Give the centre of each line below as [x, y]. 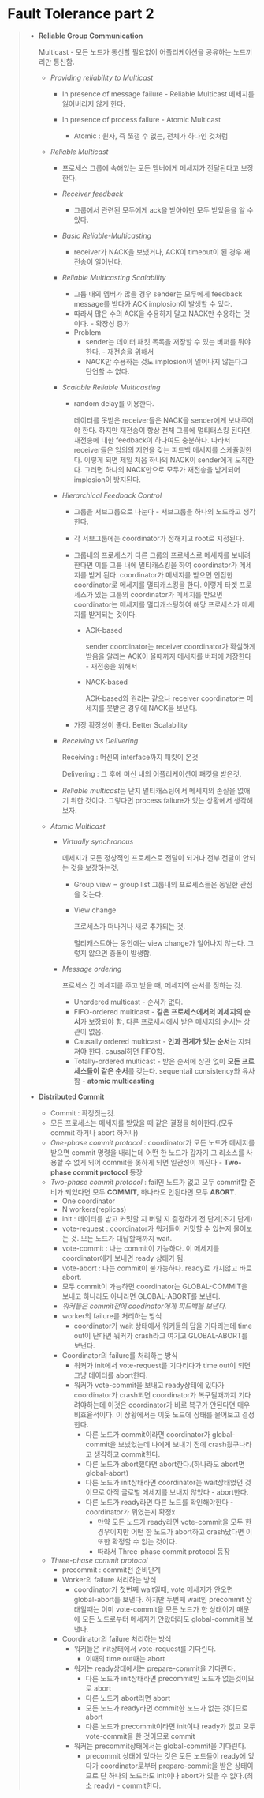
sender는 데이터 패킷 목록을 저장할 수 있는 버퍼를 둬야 [168, 341]
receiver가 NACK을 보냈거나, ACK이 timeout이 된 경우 [158, 252]
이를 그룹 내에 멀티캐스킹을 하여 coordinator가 [166, 565]
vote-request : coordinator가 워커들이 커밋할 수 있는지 [147, 1228]
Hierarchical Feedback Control [112, 495]
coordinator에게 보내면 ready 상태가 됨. [124, 1258]
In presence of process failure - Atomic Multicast [141, 119]
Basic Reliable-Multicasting [106, 235]
